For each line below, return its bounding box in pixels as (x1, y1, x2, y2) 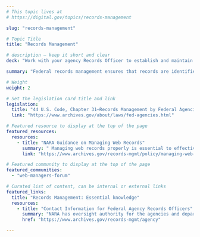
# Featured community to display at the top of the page (6, 162, 151, 168)
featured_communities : (6, 167, 62, 173)
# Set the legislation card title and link (6, 96, 116, 101)
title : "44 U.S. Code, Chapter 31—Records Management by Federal (11, 107, 177, 113)
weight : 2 (6, 85, 31, 91)
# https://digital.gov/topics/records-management (6, 14, 132, 20)
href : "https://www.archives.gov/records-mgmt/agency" (21, 217, 161, 223)
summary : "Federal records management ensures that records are (6, 69, 169, 75)
